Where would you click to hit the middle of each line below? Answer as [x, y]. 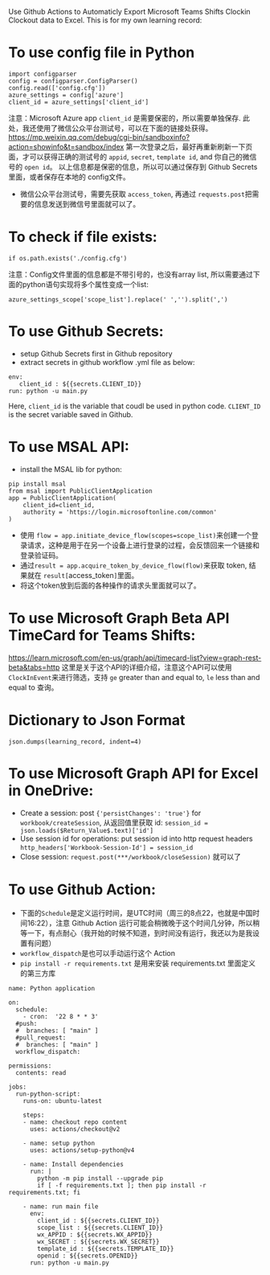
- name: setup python [59, 1143]
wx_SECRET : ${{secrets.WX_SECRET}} [98, 1241]
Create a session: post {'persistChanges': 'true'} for [110, 813]
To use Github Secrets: [86, 332]
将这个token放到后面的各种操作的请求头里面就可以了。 [110, 585]
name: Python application [51, 988]
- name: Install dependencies [74, 1164]
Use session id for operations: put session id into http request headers [136, 838]
